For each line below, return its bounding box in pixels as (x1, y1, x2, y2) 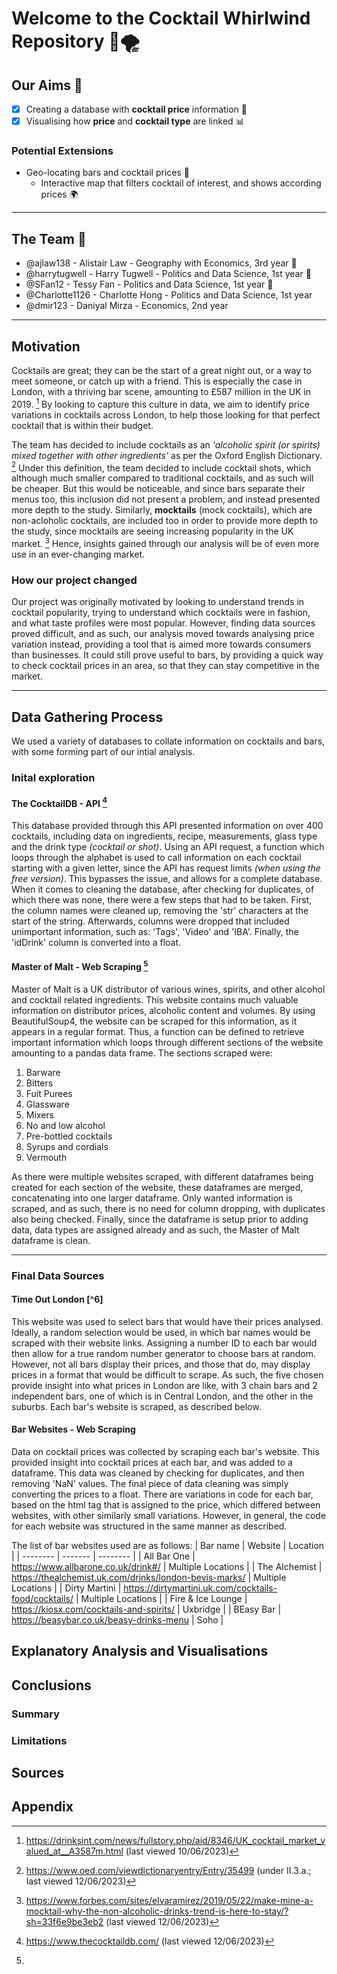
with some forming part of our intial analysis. (11, 746, 196, 758)
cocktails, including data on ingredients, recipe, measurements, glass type (11, 830, 318, 842)
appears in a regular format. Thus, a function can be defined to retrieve (11, 1025, 305, 1037)
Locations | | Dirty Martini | (11, 1582, 122, 1594)
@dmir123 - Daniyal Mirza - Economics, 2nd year (25, 300, 229, 312)
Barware (25, 1066, 61, 1078)
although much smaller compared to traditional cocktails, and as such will (11, 472, 314, 484)
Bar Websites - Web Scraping (11, 1423, 136, 1436)
